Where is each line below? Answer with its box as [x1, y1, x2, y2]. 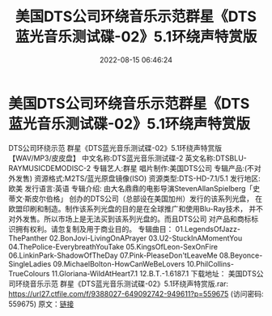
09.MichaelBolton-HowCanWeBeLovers [53, 258, 185, 268]
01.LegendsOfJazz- [175, 224, 241, 233]
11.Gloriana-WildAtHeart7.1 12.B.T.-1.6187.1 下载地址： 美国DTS [51, 268, 257, 278]
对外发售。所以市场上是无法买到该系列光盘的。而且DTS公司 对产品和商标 [8, 214, 252, 224]
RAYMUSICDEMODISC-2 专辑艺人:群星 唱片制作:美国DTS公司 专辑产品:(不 [8, 163, 255, 173]
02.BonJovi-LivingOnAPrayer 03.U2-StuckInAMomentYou [49, 233, 243, 243]
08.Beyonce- [219, 250, 263, 260]
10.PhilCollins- [186, 258, 235, 268]
